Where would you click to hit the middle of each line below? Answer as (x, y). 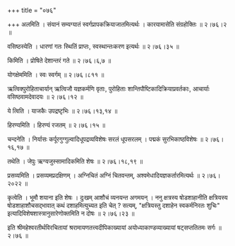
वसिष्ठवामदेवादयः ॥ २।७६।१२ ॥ (45, 97)
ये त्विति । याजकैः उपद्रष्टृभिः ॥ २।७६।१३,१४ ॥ (62, 111)
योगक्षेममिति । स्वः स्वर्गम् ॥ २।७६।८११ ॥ (56, 75)
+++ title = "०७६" (32, 10)
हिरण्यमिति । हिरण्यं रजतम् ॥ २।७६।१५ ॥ (56, 125)
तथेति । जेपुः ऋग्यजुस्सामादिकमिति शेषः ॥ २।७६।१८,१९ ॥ (75, 161)
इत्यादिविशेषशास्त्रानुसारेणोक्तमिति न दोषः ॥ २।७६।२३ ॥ (71, 213)
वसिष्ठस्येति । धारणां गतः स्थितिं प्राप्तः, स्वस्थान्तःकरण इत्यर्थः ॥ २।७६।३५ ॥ (93, 46)
